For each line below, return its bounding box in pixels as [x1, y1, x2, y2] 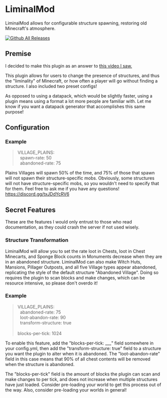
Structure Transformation [5, 236, 69, 243]
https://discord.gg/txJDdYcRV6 [5, 191, 70, 197]
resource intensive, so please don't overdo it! [5, 280, 98, 286]
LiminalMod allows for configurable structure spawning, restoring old [5, 20, 147, 26]
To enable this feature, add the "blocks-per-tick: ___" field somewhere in [5, 340, 154, 346]
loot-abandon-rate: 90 [19, 314, 66, 320]
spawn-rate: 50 [19, 155, 52, 161]
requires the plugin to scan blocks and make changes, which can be [5, 274, 146, 280]
